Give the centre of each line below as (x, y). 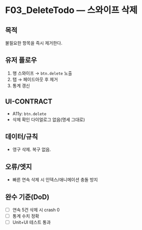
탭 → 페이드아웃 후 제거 (35, 79)
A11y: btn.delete (29, 114)
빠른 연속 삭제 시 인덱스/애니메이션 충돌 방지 (55, 180)
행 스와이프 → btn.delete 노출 (42, 73)
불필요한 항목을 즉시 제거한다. (34, 43)
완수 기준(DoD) (27, 197)
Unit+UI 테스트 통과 (31, 223)
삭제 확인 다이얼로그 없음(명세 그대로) (49, 119)
